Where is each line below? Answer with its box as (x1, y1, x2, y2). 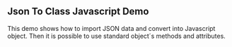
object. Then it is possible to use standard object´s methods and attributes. (7, 32, 226, 40)
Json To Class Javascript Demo (7, 6, 149, 18)
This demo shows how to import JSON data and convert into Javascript (7, 24, 216, 32)
